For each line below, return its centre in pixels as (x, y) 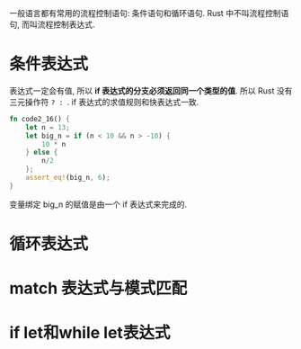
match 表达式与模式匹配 (98, 288)
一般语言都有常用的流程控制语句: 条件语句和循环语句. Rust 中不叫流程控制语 (149, 13)
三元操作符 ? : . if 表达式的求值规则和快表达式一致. (104, 102)
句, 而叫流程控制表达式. (53, 24)
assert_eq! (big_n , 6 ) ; (68, 178)
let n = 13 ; (48, 127)
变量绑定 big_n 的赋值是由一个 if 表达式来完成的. (98, 204)
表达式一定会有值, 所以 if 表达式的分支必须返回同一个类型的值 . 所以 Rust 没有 (151, 90)
